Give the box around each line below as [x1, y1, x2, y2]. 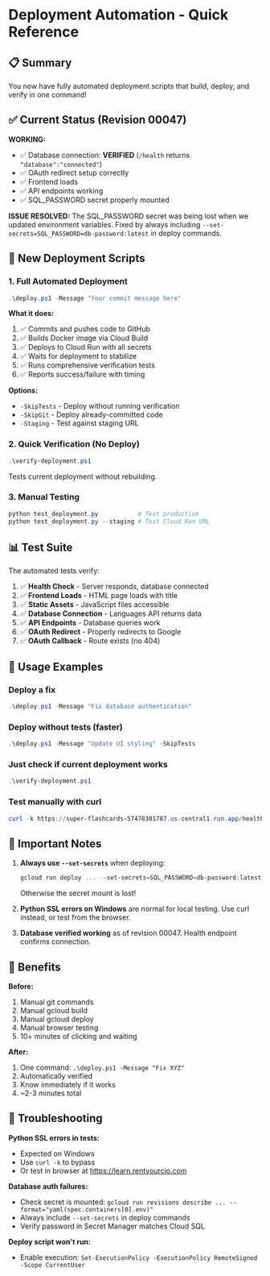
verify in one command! [8, 90, 87, 99]
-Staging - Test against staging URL [19, 418, 139, 428]
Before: [8, 981, 34, 991]
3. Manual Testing [8, 492, 80, 503]
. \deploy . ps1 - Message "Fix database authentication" [8, 703, 193, 711]
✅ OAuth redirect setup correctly [19, 168, 129, 177]
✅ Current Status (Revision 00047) [8, 113, 187, 127]
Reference [8, 23, 79, 41]
